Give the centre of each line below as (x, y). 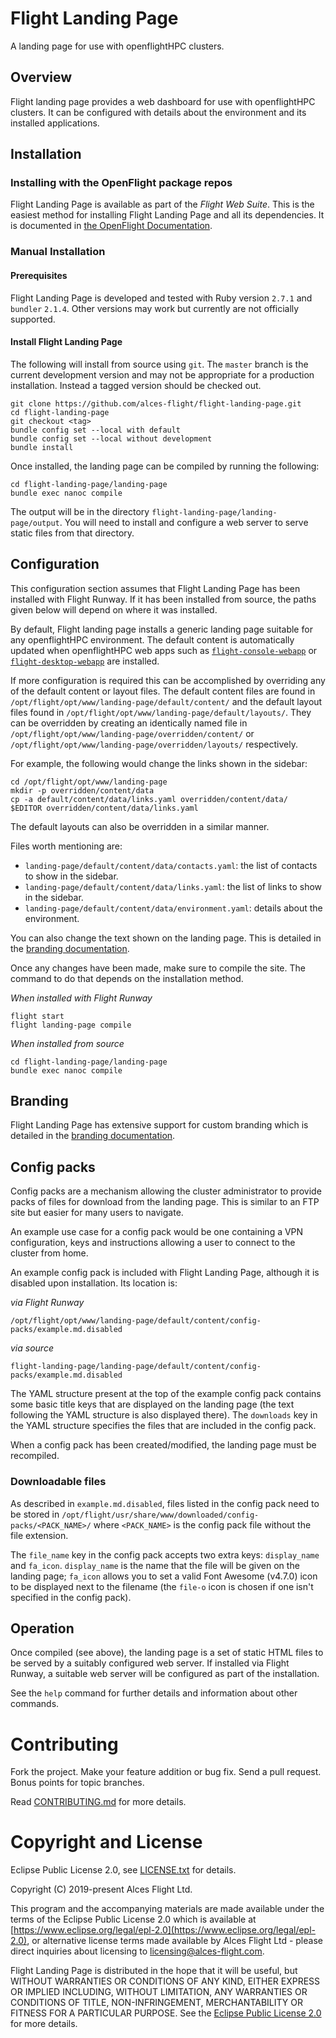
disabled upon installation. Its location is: (94, 1283)
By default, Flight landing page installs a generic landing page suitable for (161, 629)
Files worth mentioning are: (66, 846)
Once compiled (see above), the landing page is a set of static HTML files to (167, 1653)
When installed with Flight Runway (81, 998)
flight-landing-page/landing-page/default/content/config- (136, 1367)
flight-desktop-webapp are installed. (85, 661)
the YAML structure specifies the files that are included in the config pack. (163, 1426)
